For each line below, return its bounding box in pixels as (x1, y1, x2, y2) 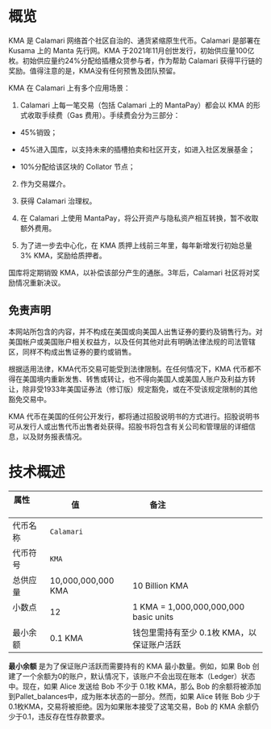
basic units (132, 611, 174, 622)
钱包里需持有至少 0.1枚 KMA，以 (132, 626, 257, 638)
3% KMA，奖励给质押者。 (19, 250, 106, 260)
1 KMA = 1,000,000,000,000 (132, 601, 245, 612)
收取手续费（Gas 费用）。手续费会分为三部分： (27, 110, 181, 119)
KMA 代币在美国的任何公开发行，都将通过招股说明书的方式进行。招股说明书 (8, 411, 260, 421)
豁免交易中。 (8, 394, 51, 404)
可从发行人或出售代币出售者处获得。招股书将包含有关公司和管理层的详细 (8, 421, 248, 431)
